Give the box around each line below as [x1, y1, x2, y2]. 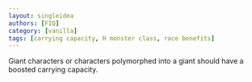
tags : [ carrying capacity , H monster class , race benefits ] [8, 34, 216, 43]
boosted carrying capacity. [8, 65, 99, 75]
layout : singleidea [8, 11, 74, 20]
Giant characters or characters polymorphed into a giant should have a [8, 56, 244, 66]
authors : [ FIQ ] [8, 19, 60, 27]
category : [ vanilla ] [8, 27, 78, 35]
